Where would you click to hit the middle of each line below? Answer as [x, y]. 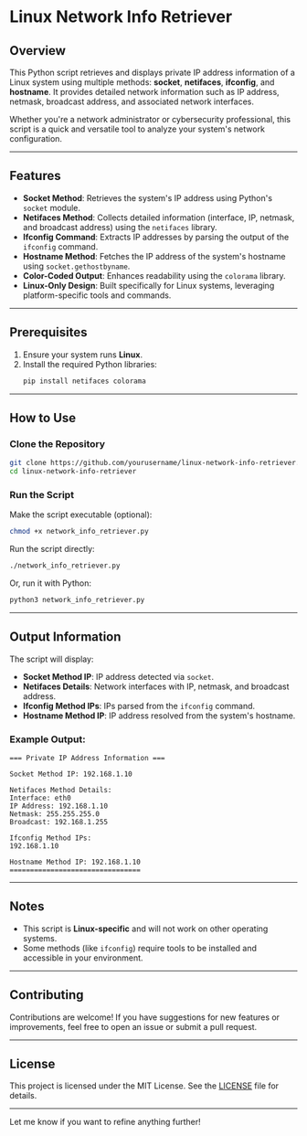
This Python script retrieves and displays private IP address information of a [152, 72]
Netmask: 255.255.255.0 [55, 814]
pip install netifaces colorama [84, 381]
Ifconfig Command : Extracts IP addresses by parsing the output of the [156, 237]
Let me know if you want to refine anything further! [105, 1122]
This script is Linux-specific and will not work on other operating [145, 929]
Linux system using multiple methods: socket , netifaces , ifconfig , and [142, 82]
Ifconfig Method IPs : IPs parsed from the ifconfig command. [139, 706]
